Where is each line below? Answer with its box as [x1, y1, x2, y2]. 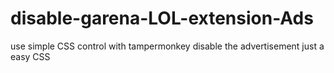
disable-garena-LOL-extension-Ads [10, 7, 314, 30]
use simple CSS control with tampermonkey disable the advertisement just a [10, 40, 325, 52]
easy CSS [10, 50, 51, 62]
